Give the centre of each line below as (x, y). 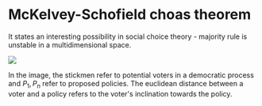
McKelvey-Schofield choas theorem (130, 15)
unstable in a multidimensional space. (70, 44)
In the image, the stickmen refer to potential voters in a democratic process (131, 75)
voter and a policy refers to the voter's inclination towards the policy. (120, 93)
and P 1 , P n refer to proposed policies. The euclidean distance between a (126, 84)
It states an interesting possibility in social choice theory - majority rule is (128, 36)
